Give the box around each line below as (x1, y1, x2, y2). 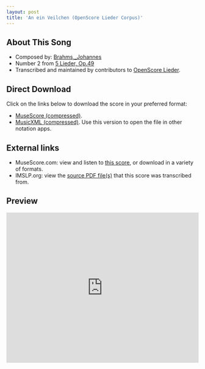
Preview (6, 196, 38, 206)
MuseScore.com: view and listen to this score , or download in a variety (15, 159, 194, 166)
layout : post (6, 9, 40, 15)
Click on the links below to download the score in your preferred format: (6, 100, 187, 107)
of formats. (15, 165, 43, 173)
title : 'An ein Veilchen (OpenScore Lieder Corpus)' (6, 15, 143, 21)
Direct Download (6, 84, 71, 95)
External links (6, 143, 60, 153)
